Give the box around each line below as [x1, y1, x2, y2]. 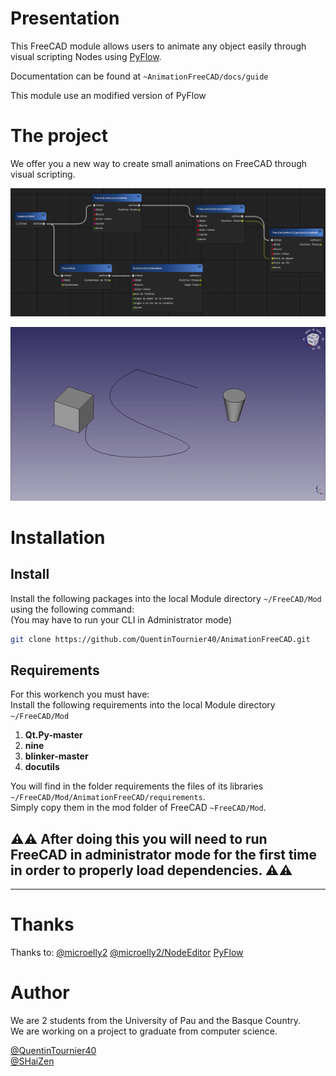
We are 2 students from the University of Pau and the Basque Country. [10, 1015, 302, 1027]
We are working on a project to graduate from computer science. [10, 1025, 278, 1037]
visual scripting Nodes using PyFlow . [10, 50, 162, 62]
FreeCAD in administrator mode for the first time [10, 846, 317, 863]
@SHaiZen [10, 1055, 55, 1067]
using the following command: [10, 603, 135, 615]
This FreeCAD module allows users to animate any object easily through [10, 40, 307, 52]
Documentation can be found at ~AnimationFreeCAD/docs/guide [10, 70, 269, 82]
